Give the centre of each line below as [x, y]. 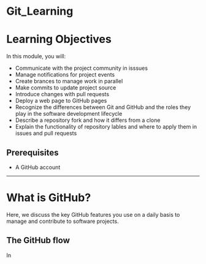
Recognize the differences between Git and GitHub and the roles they [103, 107]
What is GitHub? [49, 198]
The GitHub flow [38, 240]
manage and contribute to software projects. [63, 221]
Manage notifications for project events [65, 75]
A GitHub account [38, 167]
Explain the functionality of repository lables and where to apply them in [106, 127]
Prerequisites [32, 152]
